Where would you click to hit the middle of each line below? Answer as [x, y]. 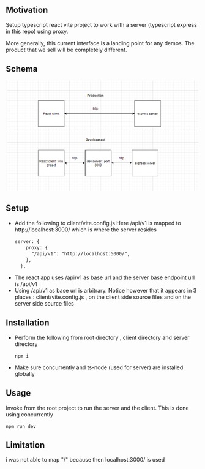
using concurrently [29, 414]
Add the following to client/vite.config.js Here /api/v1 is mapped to [98, 223]
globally [24, 373]
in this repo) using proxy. [37, 31]
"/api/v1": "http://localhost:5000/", [80, 253]
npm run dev [21, 426]
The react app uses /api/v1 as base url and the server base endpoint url [105, 277]
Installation [28, 323]
